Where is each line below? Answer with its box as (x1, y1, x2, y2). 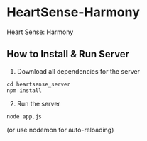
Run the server (16, 99, 61, 108)
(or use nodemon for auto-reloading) (6, 125, 114, 134)
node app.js (6, 113, 42, 120)
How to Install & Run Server (6, 48, 129, 60)
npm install (6, 86, 42, 94)
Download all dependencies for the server (16, 67, 140, 75)
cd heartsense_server (6, 81, 71, 88)
